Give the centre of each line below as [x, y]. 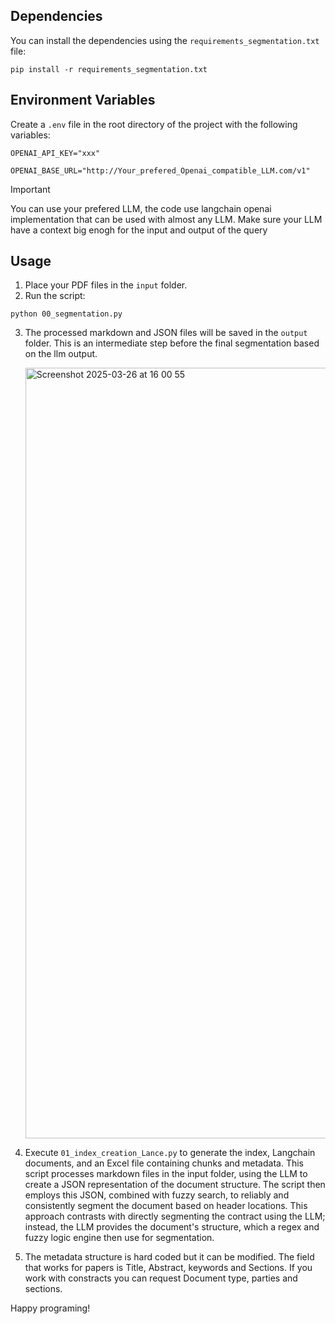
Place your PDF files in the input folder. [106, 285]
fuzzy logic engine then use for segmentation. [119, 1238]
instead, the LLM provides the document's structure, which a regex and [172, 1227]
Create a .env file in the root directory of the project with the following [154, 124]
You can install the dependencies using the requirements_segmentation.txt [165, 40]
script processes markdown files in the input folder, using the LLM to [166, 1174]
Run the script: [55, 296]
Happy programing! [50, 1308]
